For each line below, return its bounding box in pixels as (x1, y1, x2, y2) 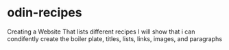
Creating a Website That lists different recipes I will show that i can (7, 27, 195, 36)
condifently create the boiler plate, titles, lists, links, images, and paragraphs (7, 34, 223, 42)
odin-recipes (7, 5, 82, 21)
